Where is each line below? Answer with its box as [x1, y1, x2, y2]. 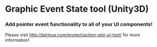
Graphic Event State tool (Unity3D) [5, 3, 149, 15]
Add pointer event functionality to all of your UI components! [5, 21, 153, 28]
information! [5, 37, 30, 43]
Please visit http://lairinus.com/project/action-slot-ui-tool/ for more [5, 32, 140, 38]
